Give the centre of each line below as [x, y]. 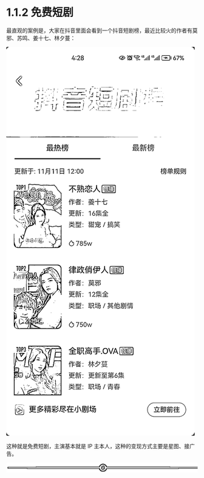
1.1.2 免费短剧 [40, 12]
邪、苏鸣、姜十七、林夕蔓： [41, 38]
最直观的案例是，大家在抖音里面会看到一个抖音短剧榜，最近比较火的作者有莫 [102, 30]
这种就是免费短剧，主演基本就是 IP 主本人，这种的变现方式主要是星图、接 [98, 446]
